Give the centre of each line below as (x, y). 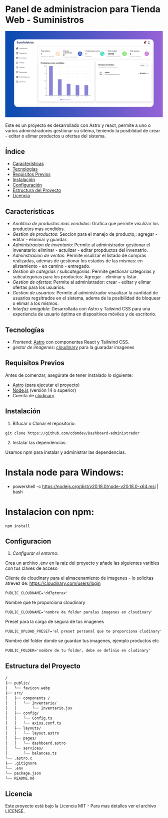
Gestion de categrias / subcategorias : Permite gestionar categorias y (84, 271)
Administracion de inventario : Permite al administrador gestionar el (81, 245)
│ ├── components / (28, 698)
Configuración (27, 185)
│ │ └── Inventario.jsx (39, 708)
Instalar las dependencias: (39, 442)
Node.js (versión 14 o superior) (44, 390)
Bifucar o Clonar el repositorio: (44, 423)
